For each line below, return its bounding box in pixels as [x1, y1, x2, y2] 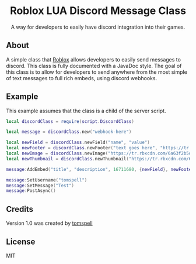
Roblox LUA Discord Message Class [9, 4, 187, 18]
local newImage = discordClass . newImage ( [6, 150, 108, 156]
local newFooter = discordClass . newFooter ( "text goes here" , [6, 145, 158, 151]
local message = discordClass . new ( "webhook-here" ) [6, 129, 132, 135]
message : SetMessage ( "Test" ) [6, 183, 75, 188]
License [6, 236, 36, 246]
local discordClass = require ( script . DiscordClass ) [6, 118, 134, 124]
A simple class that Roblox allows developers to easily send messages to [6, 56, 181, 63]
